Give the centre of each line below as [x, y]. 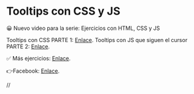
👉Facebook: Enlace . [33, 71]
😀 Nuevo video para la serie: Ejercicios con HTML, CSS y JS [83, 28]
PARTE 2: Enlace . [28, 46]
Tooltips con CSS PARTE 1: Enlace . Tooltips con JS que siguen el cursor [97, 40]
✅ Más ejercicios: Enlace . [39, 58]
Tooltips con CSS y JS [64, 11]
